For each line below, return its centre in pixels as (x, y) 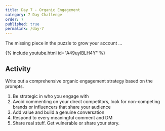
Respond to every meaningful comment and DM (63, 117)
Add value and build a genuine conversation (58, 112)
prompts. (15, 86)
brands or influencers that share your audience (62, 107)
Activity (18, 69)
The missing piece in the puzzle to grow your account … (64, 43)
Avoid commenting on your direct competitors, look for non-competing (86, 101)
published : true (22, 24)
